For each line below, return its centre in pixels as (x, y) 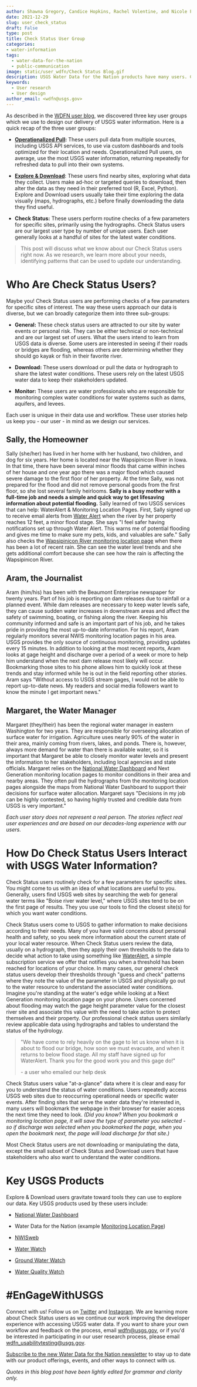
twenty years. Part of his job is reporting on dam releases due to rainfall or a (98, 599)
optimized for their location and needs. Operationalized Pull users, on (98, 152)
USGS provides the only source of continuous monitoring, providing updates (98, 642)
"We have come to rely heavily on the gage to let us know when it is (102, 1042)
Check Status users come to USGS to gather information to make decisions (97, 924)
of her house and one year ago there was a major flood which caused (90, 473)
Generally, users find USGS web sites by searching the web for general (92, 894)
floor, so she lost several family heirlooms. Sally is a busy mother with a (93, 491)
